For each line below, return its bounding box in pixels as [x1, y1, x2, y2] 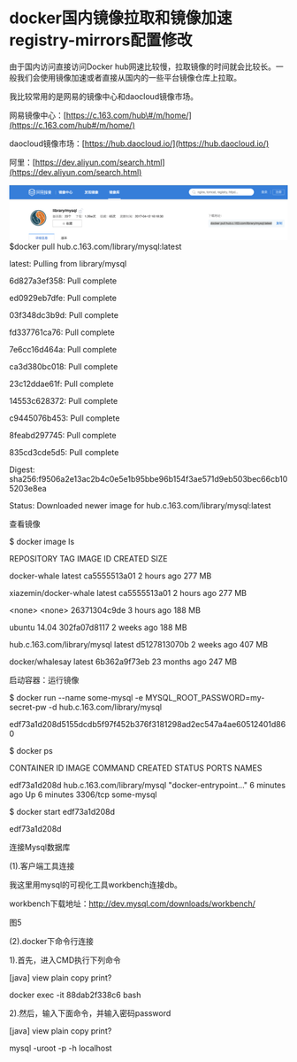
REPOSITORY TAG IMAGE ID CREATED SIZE [9, 553, 168, 563]
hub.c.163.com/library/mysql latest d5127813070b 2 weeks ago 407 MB [9, 639, 269, 649]
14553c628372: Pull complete [9, 395, 118, 406]
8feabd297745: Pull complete [9, 430, 117, 440]
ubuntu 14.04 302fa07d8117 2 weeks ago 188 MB [9, 622, 187, 632]
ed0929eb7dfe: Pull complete [9, 292, 118, 303]
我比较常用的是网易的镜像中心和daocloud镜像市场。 [9, 90, 199, 102]
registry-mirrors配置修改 [9, 30, 193, 50]
